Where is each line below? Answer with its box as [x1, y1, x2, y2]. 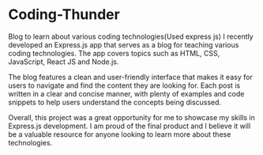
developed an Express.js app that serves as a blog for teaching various [8, 40, 239, 49]
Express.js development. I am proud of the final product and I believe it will [8, 121, 251, 130]
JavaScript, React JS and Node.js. [8, 57, 119, 66]
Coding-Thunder [8, 6, 120, 24]
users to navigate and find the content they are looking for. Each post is [8, 81, 241, 90]
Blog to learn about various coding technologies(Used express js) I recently [8, 32, 254, 41]
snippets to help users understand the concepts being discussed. [8, 97, 222, 107]
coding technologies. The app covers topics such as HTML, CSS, [8, 48, 220, 58]
